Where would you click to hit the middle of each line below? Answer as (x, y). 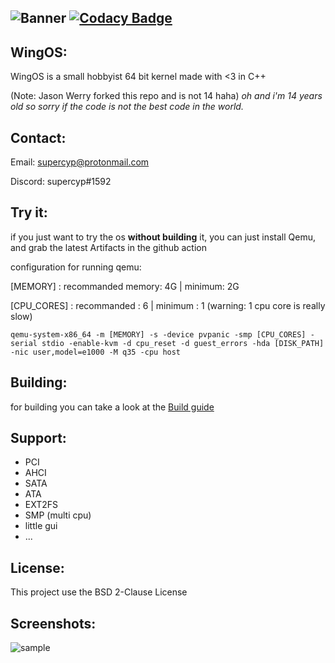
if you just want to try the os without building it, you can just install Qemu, (163, 237)
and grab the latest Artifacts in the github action (108, 247)
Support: (38, 438)
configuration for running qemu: (76, 267)
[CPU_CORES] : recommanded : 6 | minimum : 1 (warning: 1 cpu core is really (168, 305)
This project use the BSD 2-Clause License (99, 592)
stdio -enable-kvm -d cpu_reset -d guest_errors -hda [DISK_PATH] (183, 343)
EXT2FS (41, 505)
